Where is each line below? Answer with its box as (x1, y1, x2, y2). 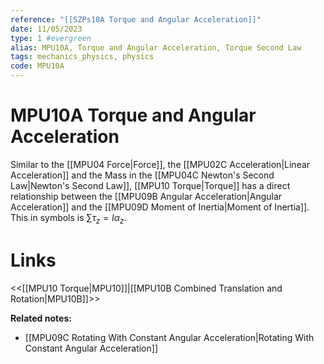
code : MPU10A (10, 61, 65, 71)
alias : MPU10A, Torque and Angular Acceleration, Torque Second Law (10, 42, 302, 53)
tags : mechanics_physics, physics (10, 52, 155, 62)
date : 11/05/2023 (10, 24, 83, 34)
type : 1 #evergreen (10, 33, 92, 43)
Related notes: (10, 312, 72, 324)
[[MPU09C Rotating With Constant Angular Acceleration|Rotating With (24, 331, 315, 343)
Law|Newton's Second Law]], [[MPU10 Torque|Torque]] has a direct (10, 179, 291, 191)
